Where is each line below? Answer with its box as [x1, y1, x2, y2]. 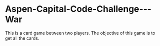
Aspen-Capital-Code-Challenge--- [5, 3, 152, 15]
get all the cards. [5, 35, 40, 41]
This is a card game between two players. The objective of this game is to [5, 30, 156, 36]
